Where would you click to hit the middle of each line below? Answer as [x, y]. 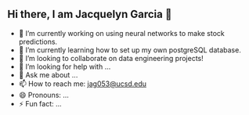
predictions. [38, 41]
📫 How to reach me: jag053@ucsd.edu [82, 84]
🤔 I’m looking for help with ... [65, 66]
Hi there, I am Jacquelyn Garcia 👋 [90, 14]
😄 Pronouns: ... [44, 95]
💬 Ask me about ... [48, 74]
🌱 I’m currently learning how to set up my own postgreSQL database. [130, 50]
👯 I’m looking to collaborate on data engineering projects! [111, 58]
